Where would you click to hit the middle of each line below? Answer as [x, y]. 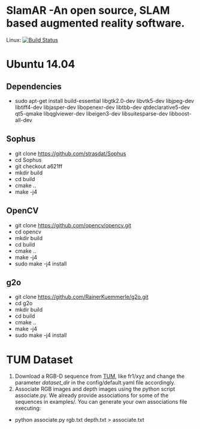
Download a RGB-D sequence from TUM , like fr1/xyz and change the [100, 376]
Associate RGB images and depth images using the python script [95, 389]
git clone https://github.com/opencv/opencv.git [73, 225]
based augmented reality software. [96, 23]
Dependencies [34, 86]
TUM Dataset [40, 360]
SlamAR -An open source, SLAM [88, 11]
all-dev [24, 120]
